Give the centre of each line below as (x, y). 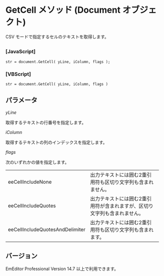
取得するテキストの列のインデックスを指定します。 (56, 142)
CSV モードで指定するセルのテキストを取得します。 (57, 37)
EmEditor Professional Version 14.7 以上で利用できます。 (62, 269)
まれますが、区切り (132, 206)
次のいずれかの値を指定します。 (37, 162)
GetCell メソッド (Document (63, 10)
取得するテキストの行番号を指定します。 (46, 122)
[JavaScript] (21, 52)
